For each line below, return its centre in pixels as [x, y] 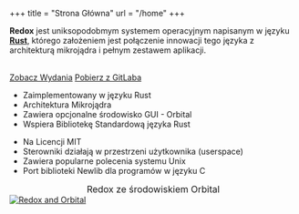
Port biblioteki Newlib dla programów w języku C [114, 171]
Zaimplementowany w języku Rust [87, 95]
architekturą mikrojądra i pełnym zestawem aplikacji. [108, 50]
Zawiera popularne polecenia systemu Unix [104, 161]
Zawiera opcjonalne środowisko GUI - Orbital [107, 114]
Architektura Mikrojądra [67, 105]
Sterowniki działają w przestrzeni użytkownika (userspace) [133, 151]
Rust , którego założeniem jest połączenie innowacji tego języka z [132, 41]
